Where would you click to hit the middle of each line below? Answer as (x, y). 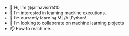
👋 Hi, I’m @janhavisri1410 (35, 8)
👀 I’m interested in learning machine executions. (58, 13)
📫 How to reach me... (32, 28)
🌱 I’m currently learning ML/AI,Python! (48, 18)
